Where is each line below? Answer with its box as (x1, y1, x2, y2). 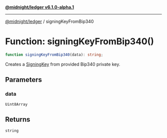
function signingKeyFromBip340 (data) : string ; (5, 52, 103, 57)
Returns (5, 115, 31, 124)
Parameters (5, 75, 42, 84)
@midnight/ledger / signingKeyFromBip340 (5, 18, 94, 24)
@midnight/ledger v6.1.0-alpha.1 (5, 4, 75, 10)
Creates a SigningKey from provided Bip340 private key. (5, 61, 120, 67)
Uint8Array (5, 102, 28, 107)
